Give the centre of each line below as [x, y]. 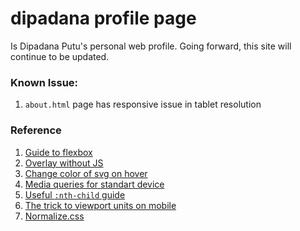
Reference [36, 130]
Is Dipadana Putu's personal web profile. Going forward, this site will [151, 46]
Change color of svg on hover [86, 173]
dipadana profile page [103, 18]
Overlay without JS [64, 163]
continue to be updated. [60, 56]
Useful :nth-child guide [75, 194]
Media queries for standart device [94, 184]
